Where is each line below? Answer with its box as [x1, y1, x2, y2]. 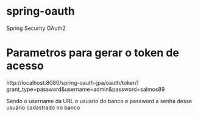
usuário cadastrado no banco [6, 104, 80, 111]
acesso [6, 59, 44, 73]
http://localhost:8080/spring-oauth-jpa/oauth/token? [6, 79, 139, 86]
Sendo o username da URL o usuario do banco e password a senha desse [6, 97, 193, 104]
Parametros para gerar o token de [6, 46, 180, 60]
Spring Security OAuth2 [6, 24, 66, 32]
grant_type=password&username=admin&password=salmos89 [6, 85, 165, 93]
